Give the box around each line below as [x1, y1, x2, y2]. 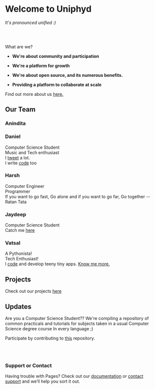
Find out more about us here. [5, 91, 64, 97]
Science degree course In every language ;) [5, 326, 94, 332]
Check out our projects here [5, 288, 62, 294]
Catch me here [5, 228, 35, 233]
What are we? [5, 44, 33, 49]
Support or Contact [5, 362, 52, 369]
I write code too [5, 160, 37, 166]
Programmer [5, 188, 31, 194]
